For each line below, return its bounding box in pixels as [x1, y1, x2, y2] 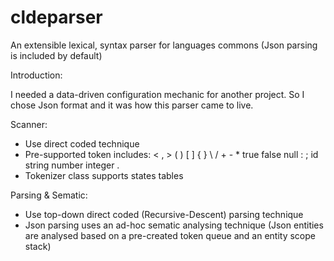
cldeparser [10, 6, 103, 29]
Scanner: [10, 118, 48, 130]
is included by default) [10, 49, 103, 61]
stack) [24, 240, 52, 252]
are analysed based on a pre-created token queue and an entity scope [24, 229, 316, 241]
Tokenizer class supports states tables [24, 169, 184, 181]
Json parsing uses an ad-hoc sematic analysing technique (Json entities [24, 219, 324, 231]
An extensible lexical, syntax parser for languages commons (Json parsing [10, 39, 318, 51]
